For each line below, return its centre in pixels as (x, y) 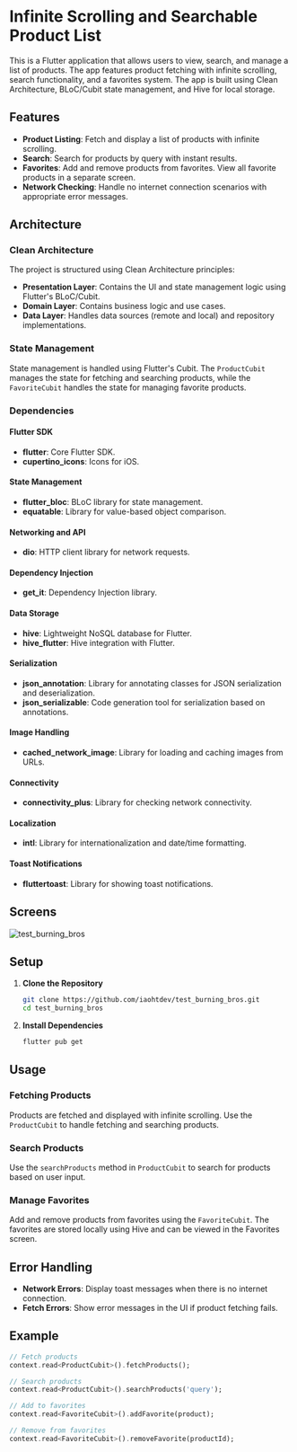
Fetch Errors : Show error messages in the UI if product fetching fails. (150, 1308)
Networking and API (48, 532)
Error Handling (51, 1267)
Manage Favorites (49, 1200)
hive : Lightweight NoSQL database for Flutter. (107, 633)
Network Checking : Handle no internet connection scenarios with (144, 187)
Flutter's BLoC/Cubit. (61, 297)
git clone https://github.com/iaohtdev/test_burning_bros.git (141, 1000)
